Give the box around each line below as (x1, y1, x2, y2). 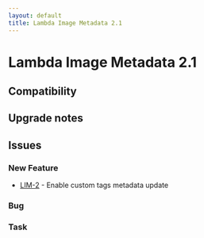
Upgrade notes (8, 112, 83, 125)
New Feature (8, 162, 59, 173)
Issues (8, 138, 42, 152)
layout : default (8, 11, 62, 20)
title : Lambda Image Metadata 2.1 (8, 19, 123, 27)
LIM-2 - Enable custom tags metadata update (19, 180, 169, 190)
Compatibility (8, 85, 77, 98)
